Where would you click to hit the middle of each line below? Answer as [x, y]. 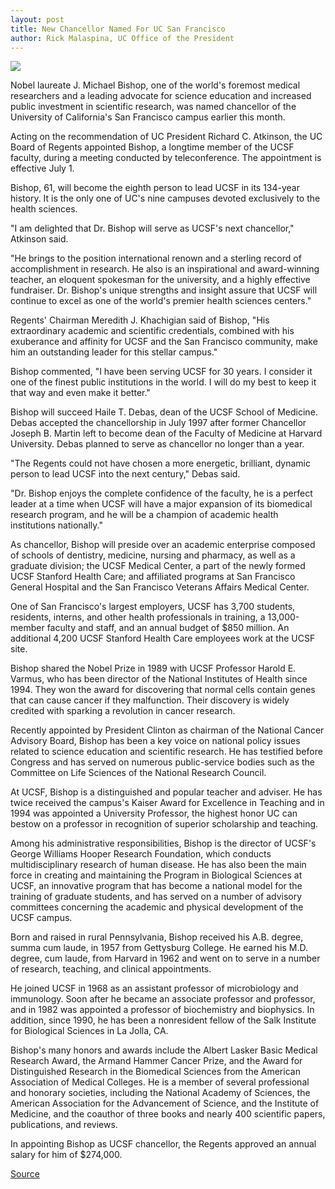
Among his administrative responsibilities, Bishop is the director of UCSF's [163, 843]
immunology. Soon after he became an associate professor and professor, [163, 999]
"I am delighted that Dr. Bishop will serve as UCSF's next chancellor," [152, 228]
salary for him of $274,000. [66, 1155]
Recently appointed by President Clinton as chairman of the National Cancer [167, 730]
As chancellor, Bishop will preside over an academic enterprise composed [163, 545]
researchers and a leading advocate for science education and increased [161, 96]
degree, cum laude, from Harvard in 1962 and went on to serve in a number [165, 958]
